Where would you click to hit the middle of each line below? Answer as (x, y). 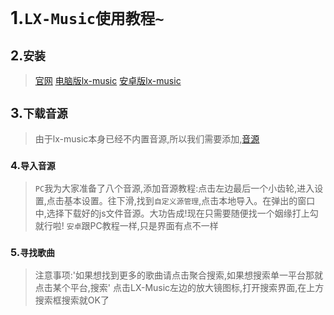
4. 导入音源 (33, 165)
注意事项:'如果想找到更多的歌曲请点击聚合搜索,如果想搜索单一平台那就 (179, 275)
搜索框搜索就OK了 (72, 300)
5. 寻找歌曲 (32, 253)
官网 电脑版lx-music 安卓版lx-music (108, 80)
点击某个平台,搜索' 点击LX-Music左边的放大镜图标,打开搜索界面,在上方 (179, 288)
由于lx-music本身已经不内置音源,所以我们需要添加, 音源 (147, 138)
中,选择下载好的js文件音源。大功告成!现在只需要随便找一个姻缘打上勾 (176, 213)
